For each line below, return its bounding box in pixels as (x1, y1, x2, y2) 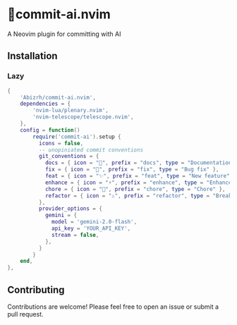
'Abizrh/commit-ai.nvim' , (20, 94, 97, 101)
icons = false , (38, 140, 83, 147)
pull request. (7, 309, 44, 318)
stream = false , (51, 231, 99, 238)
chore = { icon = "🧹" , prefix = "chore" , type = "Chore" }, (44, 185, 226, 192)
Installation (7, 50, 58, 62)
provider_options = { (38, 205, 102, 212)
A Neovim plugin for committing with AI (7, 30, 121, 38)
